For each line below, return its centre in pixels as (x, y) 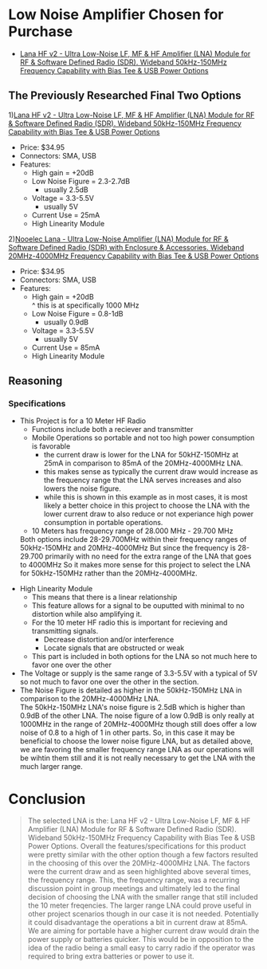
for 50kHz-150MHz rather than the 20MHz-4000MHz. (108, 573)
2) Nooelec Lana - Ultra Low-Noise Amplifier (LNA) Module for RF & (118, 239)
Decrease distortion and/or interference (109, 640)
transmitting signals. (65, 631)
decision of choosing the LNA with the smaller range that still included (143, 897)
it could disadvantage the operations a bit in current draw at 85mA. (138, 923)
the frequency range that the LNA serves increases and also (142, 481)
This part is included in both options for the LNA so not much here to (144, 657)
